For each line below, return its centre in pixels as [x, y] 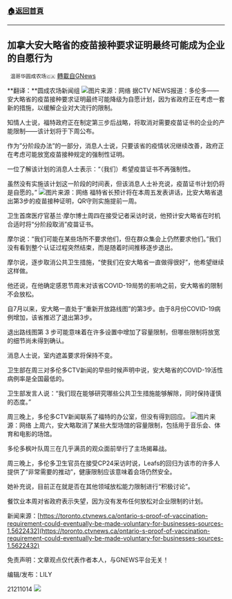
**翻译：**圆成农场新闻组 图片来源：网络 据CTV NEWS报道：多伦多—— [113, 90]
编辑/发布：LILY [30, 575]
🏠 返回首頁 [26, 10]
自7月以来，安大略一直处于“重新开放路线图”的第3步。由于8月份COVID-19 [111, 309]
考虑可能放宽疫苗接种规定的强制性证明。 [70, 155]
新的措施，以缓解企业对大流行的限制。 [61, 108]
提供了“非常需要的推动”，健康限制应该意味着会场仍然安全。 [91, 472]
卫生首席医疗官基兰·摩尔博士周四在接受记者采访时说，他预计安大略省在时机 [114, 216]
